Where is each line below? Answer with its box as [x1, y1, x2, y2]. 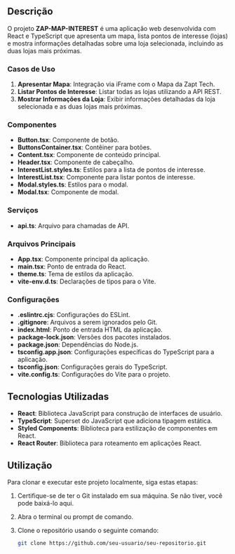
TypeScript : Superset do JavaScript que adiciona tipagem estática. [17, 417, 213, 425]
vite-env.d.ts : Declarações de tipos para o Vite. [17, 277, 156, 285]
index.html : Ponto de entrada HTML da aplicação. [17, 325, 163, 334]
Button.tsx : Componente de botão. [17, 136, 119, 144]
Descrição [7, 6, 53, 18]
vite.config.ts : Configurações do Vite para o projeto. [17, 370, 170, 379]
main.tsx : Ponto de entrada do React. [17, 262, 126, 271]
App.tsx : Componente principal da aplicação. [17, 255, 149, 263]
